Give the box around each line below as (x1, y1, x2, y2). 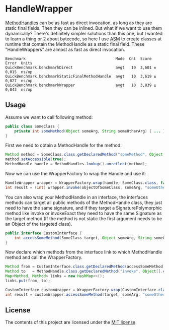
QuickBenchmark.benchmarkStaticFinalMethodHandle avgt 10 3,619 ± (5, 74, 156, 79)
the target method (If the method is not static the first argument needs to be (5, 215, 162, 222)
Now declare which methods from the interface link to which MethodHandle (5, 249, 162, 255)
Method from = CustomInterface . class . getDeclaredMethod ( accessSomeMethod (5, 264, 163, 270)
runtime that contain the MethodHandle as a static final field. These (5, 41, 145, 47)
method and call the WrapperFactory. (5, 254, 83, 260)
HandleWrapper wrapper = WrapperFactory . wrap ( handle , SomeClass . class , (5, 180, 158, 185)
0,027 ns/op (5, 78, 33, 83)
